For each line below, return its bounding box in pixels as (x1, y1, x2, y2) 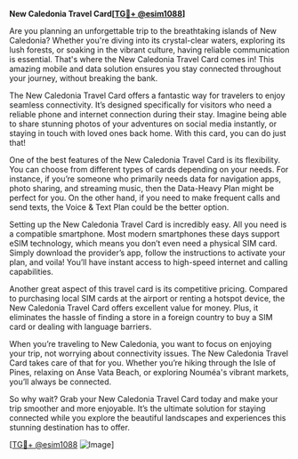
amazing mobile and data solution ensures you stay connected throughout (9, 63, 282, 74)
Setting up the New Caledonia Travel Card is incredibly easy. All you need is (9, 219, 287, 229)
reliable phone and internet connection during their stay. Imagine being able (9, 109, 287, 119)
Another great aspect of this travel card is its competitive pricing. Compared (9, 284, 288, 294)
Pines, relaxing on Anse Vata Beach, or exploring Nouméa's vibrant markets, (9, 367, 289, 377)
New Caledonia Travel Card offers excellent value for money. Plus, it (9, 302, 259, 313)
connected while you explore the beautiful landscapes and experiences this (9, 413, 286, 423)
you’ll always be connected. (9, 376, 112, 387)
